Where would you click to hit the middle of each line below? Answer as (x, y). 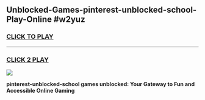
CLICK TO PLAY (30, 37)
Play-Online (29, 20)
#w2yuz (69, 20)
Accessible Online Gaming (41, 90)
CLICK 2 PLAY (27, 59)
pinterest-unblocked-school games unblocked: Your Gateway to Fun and (101, 84)
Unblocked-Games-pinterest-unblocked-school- (102, 10)
